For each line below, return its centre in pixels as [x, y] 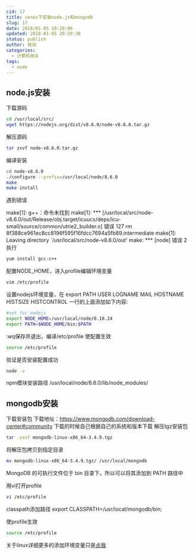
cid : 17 [16, 12]
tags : [13, 61]
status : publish [26, 39]
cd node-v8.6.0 [25, 171]
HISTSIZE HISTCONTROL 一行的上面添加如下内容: [67, 302]
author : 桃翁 [21, 45]
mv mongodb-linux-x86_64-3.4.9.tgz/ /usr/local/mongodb [77, 461]
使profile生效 [22, 521]
